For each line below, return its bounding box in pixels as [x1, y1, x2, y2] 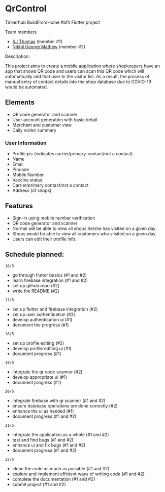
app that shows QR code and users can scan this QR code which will [5, 68, 144, 74]
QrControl [5, 3, 47, 14]
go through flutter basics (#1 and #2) [12, 272, 87, 278]
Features [5, 202, 33, 210]
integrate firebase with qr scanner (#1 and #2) [12, 398, 106, 403]
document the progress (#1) [12, 322, 69, 328]
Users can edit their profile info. [12, 236, 77, 242]
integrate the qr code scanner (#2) [12, 369, 83, 375]
